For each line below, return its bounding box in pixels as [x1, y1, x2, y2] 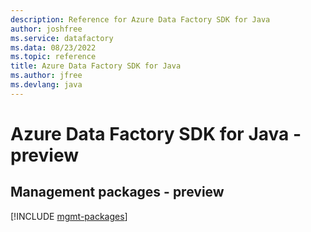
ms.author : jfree [10, 71, 83, 81]
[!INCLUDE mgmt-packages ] [10, 210, 128, 222]
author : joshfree [10, 24, 83, 34]
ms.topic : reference [10, 52, 97, 62]
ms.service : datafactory [10, 33, 114, 43]
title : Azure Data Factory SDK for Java [10, 61, 182, 71]
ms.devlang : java [10, 80, 83, 90]
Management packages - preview [10, 184, 225, 201]
